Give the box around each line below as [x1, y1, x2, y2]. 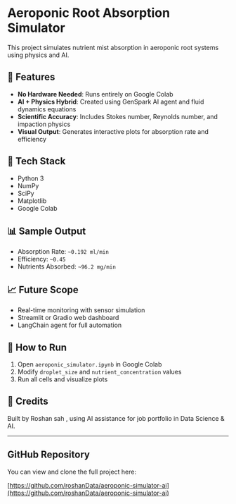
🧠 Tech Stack [7, 155, 66, 167]
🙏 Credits [7, 395, 49, 407]
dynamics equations [17, 104, 77, 113]
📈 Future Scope [7, 283, 79, 295]
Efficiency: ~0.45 [17, 255, 66, 264]
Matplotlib [17, 196, 47, 205]
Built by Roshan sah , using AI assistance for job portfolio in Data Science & [7, 414, 225, 422]
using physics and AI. [7, 51, 70, 59]
